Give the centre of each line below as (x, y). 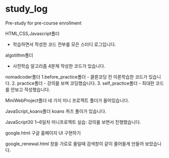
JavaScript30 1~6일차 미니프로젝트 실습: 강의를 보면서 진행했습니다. (73, 122)
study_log (26, 9)
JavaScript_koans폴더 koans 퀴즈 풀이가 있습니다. (56, 111)
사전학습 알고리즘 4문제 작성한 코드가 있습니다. (59, 66)
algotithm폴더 (19, 55)
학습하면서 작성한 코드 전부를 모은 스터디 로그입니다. (64, 44)
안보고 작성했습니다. (30, 89)
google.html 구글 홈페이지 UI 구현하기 (43, 133)
